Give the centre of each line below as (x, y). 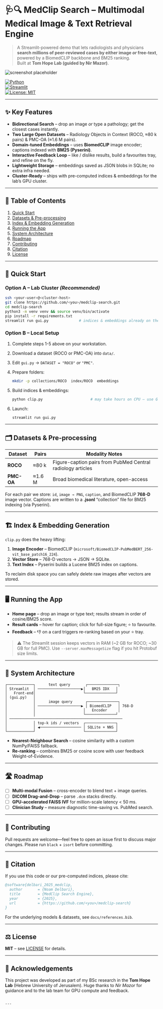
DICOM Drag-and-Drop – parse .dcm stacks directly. (64, 796)
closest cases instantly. (35, 129)
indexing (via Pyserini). (28, 505)
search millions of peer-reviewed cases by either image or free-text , (87, 53)
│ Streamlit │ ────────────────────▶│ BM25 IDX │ (62, 689)
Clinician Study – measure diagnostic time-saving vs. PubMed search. (83, 807)
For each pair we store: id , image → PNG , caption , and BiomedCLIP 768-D (78, 495)
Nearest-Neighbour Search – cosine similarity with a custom (73, 740)
